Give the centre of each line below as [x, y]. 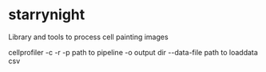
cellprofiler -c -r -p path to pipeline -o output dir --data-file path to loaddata [133, 52]
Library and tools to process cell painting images [89, 37]
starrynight [47, 15]
